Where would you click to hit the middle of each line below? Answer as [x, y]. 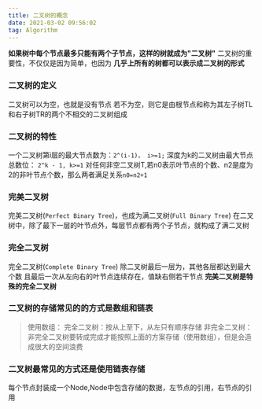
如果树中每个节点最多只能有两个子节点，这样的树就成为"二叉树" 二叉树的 [127, 53]
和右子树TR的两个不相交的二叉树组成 [68, 114]
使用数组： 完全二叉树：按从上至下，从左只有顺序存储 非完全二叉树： [140, 326]
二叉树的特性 [33, 136]
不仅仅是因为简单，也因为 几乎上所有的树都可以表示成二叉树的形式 [137, 63]
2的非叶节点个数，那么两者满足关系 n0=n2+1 [78, 175]
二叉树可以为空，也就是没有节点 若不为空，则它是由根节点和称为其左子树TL [131, 104]
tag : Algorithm [33, 30]
